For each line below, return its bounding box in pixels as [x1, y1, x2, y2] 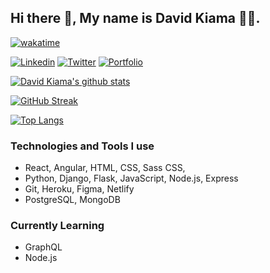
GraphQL [24, 241, 63, 253]
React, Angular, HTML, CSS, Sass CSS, [24, 162, 186, 174]
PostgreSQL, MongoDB [24, 194, 121, 206]
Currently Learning [10, 219, 105, 233]
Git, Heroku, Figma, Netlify [24, 183, 135, 195]
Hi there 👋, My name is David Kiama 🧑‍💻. [10, 10, 261, 27]
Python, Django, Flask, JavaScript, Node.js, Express [24, 172, 239, 185]
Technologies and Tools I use [10, 139, 155, 153]
